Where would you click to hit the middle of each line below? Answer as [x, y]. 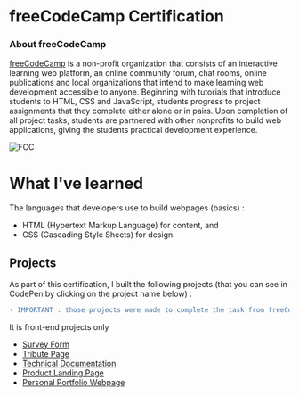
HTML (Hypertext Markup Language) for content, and [121, 226]
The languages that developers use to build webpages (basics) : [127, 208]
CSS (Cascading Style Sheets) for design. [98, 235]
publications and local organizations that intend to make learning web [137, 83]
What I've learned [77, 183]
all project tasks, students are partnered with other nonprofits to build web [145, 120]
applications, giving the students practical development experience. [133, 130]
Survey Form [45, 344]
